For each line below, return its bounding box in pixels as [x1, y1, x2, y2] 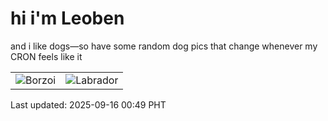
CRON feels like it [10, 50, 83, 62]
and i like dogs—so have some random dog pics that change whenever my [10, 40, 318, 52]
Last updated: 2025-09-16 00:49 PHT [10, 98, 167, 111]
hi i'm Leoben [10, 7, 125, 30]
